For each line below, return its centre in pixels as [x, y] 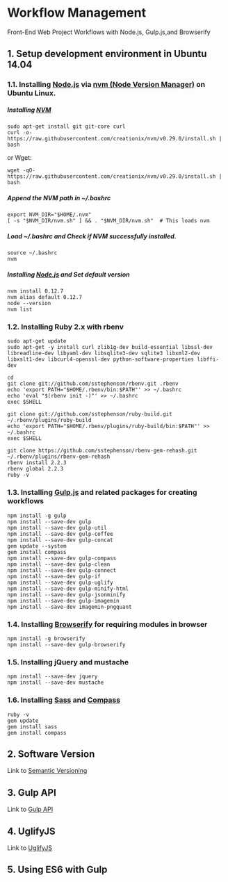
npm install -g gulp [37, 516]
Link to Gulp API [30, 809]
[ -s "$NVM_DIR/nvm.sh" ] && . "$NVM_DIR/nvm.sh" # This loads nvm [108, 221]
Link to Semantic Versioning [47, 771]
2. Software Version [51, 754]
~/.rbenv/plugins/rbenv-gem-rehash [59, 457]
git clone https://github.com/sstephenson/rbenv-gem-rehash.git [102, 451]
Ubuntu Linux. [32, 93]
